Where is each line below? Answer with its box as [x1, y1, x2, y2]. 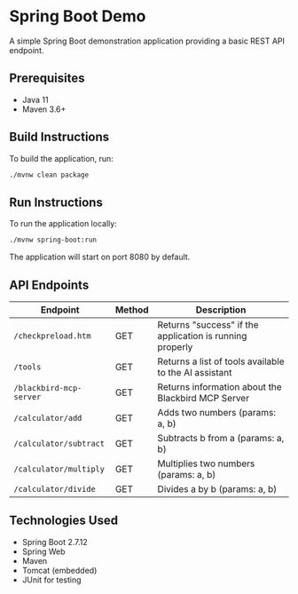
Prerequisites [9, 71, 85, 86]
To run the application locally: [9, 218, 117, 229]
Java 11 [21, 94, 49, 105]
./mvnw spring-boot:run [9, 235, 98, 245]
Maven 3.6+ [21, 104, 67, 115]
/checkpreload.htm [13, 330, 91, 341]
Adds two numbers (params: [157, 406, 277, 418]
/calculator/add [13, 413, 82, 423]
